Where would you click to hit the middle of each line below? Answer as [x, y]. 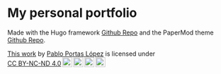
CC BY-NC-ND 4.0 [34, 63]
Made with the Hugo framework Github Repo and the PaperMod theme [110, 32]
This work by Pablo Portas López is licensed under [81, 54]
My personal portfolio [72, 13]
